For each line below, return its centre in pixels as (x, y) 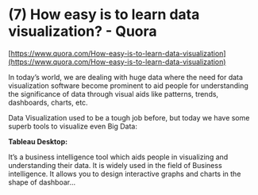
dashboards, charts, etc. (48, 102)
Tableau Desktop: (38, 141)
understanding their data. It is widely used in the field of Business (115, 165)
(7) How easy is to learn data (104, 15)
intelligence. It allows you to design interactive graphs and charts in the (125, 174)
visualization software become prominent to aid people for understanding (128, 86)
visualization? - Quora (83, 31)
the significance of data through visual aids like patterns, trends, (114, 94)
